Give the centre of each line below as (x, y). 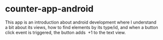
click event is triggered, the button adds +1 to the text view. (66, 32)
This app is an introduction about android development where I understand (81, 22)
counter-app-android (49, 9)
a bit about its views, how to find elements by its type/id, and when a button (81, 27)
